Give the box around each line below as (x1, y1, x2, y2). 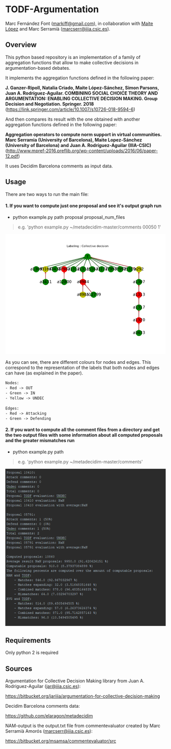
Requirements (5, 636, 51, 645)
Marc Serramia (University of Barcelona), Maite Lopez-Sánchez (5, 136, 142, 143)
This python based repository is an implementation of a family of (5, 54, 141, 60)
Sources (5, 664, 33, 673)
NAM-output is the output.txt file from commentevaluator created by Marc (5, 723, 161, 729)
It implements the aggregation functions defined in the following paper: (5, 75, 154, 81)
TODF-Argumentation (5, 4, 99, 15)
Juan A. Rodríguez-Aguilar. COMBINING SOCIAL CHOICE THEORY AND (5, 90, 158, 96)
